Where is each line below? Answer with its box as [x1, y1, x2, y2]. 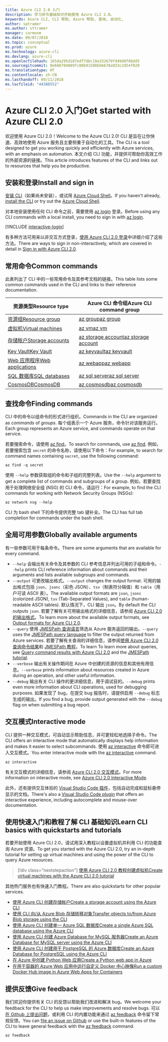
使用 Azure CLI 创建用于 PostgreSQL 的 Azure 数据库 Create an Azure [12, 945, 154, 951]
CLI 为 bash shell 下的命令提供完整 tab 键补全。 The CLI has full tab [5, 509, 143, 515]
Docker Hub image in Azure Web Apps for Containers [12, 969, 122, 975]
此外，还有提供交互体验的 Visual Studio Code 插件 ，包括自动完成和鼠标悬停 [5, 785, 161, 791]
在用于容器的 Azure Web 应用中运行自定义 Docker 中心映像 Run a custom [12, 963, 162, 969]
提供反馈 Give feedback [5, 984, 78, 993]
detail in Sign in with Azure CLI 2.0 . [5, 246, 77, 252]
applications [7, 364, 36, 371]
